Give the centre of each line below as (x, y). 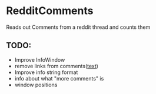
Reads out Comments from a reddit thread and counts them (78, 27)
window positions (36, 85)
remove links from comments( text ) (57, 66)
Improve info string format (46, 72)
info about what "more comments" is (59, 78)
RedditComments (50, 11)
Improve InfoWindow (40, 59)
